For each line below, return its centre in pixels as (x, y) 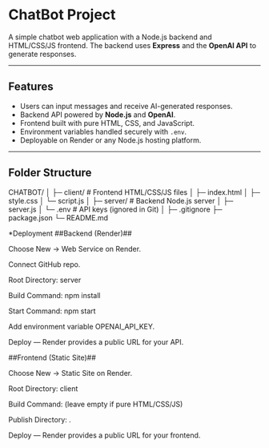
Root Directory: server (45, 280)
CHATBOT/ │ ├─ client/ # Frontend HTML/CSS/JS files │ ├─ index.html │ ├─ (134, 192)
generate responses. (42, 54)
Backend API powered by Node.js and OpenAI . (98, 115)
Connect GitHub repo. (44, 264)
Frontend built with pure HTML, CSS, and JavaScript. (107, 123)
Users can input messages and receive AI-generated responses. (126, 106)
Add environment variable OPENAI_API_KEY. (82, 326)
